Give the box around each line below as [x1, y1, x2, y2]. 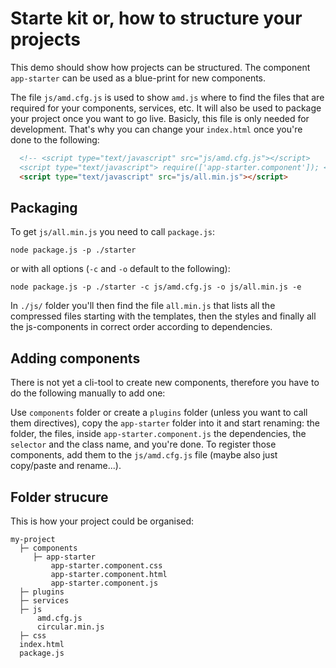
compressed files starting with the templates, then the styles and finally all [10, 310, 317, 322]
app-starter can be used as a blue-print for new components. [10, 72, 267, 84]
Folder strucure [10, 488, 109, 506]
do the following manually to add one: [10, 387, 166, 399]
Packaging [10, 199, 78, 216]
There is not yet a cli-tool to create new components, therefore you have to [10, 377, 320, 389]
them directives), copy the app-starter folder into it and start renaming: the [10, 417, 320, 429]
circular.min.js [36, 622, 105, 632]
